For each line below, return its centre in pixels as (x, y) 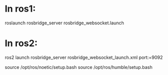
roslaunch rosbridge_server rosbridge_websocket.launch (64, 23)
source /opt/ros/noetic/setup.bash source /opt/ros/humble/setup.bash (79, 67)
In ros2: (21, 43)
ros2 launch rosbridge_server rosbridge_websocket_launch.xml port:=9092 (84, 57)
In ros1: (20, 9)
